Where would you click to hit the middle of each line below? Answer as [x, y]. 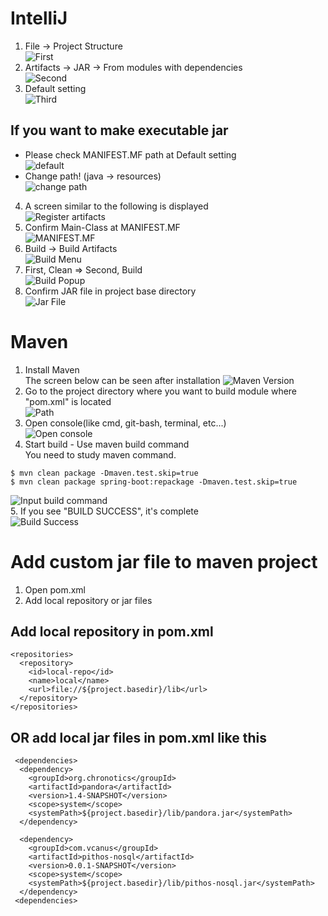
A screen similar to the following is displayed [116, 206]
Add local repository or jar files [88, 600]
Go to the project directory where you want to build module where [161, 391]
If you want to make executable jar [119, 130]
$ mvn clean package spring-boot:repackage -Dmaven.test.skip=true [154, 482]
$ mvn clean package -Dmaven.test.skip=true [104, 473]
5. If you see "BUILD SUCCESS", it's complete [104, 511]
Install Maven [52, 369]
